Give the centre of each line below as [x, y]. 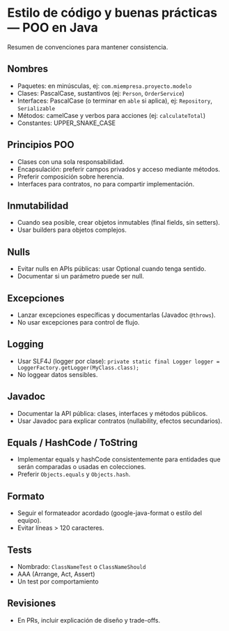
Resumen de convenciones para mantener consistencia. [88, 47]
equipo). [29, 521]
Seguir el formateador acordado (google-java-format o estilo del [110, 513]
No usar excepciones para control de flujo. [78, 322]
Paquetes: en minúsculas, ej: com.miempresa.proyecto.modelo [104, 86]
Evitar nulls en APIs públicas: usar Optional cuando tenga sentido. [112, 269]
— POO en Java [53, 28]
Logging [25, 344]
